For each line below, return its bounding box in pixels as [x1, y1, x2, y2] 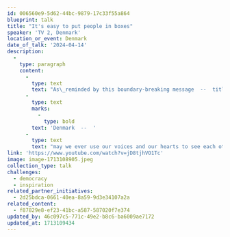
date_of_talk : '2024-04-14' [7, 42, 88, 48]
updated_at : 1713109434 [7, 219, 75, 226]
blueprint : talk [7, 16, 53, 23]
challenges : [7, 169, 41, 176]
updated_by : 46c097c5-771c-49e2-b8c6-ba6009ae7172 [7, 213, 155, 220]
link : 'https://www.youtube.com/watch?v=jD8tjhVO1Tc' [7, 150, 164, 157]
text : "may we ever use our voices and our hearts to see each [31, 143, 216, 150]
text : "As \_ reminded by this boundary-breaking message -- [31, 86, 207, 93]
